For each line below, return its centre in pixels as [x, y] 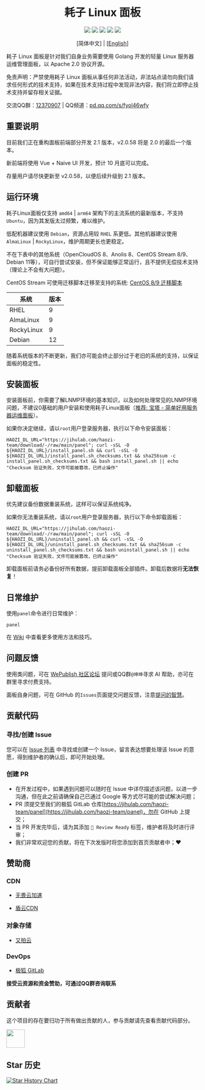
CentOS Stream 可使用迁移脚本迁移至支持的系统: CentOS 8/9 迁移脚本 [95, 283]
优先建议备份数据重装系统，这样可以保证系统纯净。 [70, 504]
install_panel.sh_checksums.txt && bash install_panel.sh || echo [92, 462]
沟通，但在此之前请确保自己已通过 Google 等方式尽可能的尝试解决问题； [106, 796]
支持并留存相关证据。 [38, 92]
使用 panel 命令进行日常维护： [43, 613]
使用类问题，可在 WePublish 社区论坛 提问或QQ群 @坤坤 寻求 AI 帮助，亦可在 [100, 674]
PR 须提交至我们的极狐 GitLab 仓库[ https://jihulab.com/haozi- [92, 804]
